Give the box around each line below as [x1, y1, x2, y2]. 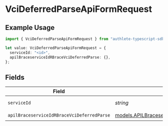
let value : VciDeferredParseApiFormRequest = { [5, 45, 106, 50]
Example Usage [5, 23, 55, 32]
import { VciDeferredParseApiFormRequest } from [5, 36, 108, 41]
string [114, 100, 129, 107]
